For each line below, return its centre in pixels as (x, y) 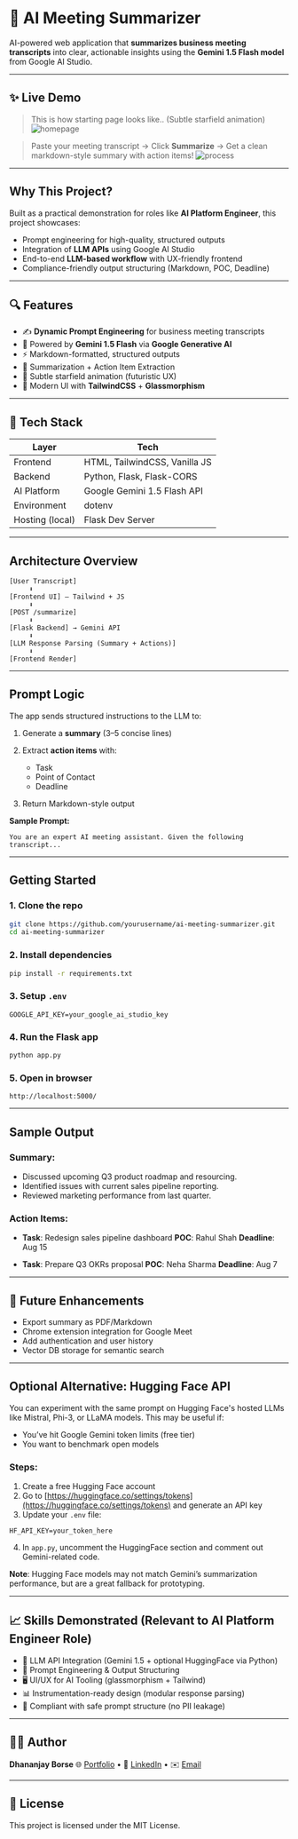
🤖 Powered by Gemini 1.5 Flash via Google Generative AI (127, 345)
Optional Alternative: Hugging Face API (120, 1387)
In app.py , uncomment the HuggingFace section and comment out (142, 1548)
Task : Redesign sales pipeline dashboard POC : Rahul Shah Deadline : (148, 1238)
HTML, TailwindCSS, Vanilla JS (148, 463)
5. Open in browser (51, 1078)
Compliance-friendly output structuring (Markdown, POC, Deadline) (146, 268)
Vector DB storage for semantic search (93, 1350)
